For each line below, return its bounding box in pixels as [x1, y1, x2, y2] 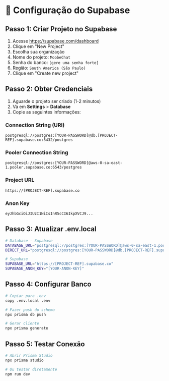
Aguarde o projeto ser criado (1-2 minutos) [12, 98, 101, 104]
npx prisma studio [5, 358, 44, 363]
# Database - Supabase [5, 238, 53, 243]
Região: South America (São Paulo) [12, 65, 86, 71]
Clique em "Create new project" [12, 70, 79, 76]
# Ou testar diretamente [5, 367, 57, 372]
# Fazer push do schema [5, 307, 55, 312]
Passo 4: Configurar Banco [5, 280, 92, 289]
